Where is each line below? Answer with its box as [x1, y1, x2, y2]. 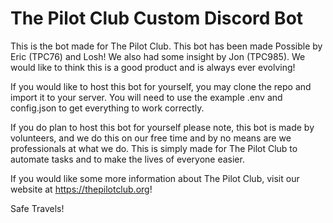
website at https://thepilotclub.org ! [10, 183, 153, 195]
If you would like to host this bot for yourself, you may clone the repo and [10, 80, 312, 92]
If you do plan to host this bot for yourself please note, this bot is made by [10, 121, 315, 133]
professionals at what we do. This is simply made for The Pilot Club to [10, 142, 298, 154]
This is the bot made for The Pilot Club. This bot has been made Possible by [10, 40, 323, 52]
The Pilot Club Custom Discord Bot [10, 7, 304, 30]
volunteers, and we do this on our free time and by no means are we [10, 132, 292, 144]
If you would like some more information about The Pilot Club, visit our [10, 172, 300, 184]
